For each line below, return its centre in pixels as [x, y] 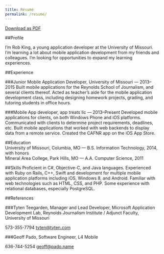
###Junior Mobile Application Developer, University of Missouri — [72, 82]
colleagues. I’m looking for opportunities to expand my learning [69, 57]
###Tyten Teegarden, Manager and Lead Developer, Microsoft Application [80, 207]
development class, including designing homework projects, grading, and [79, 97]
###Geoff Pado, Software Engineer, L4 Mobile [52, 237]
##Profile [14, 38]
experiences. [18, 63]
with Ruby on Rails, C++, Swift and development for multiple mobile [73, 173]
